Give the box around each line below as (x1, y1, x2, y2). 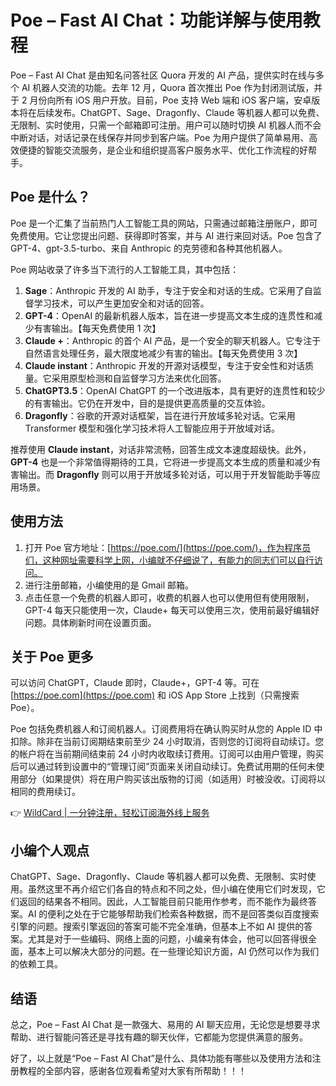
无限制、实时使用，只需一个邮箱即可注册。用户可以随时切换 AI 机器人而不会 (10, 119, 322, 131)
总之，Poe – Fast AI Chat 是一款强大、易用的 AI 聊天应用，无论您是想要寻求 (10, 1019, 321, 1030)
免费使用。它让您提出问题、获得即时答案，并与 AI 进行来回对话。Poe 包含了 (10, 229, 323, 241)
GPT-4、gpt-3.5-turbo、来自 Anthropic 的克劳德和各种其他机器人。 (10, 242, 288, 254)
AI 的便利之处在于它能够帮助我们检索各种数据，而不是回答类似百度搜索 (27, 908, 320, 920)
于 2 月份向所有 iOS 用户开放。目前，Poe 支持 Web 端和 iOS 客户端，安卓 (10, 94, 312, 106)
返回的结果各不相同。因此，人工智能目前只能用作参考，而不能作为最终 (18, 896, 308, 908)
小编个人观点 (10, 842, 90, 859)
